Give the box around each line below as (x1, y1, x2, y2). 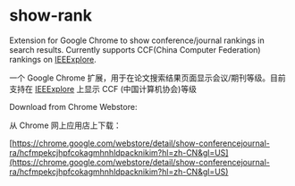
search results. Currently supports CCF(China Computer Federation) (9, 44, 261, 55)
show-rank (9, 5, 92, 26)
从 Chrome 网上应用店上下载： (9, 120, 122, 131)
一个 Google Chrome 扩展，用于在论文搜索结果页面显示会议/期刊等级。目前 (9, 72, 286, 83)
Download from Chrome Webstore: (9, 101, 138, 112)
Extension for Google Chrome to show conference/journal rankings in (9, 35, 265, 46)
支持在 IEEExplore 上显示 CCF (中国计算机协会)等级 (9, 83, 197, 94)
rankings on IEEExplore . (9, 54, 97, 64)
